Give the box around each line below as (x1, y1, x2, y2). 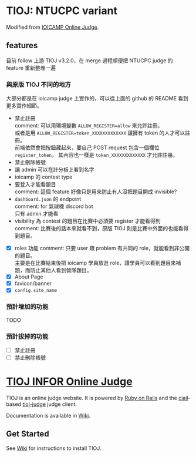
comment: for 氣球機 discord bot (14, 203, 93, 210)
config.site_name (14, 288, 58, 294)
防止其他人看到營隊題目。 (30, 267, 92, 274)
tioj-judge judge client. (22, 401, 77, 408)
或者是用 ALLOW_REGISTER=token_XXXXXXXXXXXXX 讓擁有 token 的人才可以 (14, 129, 185, 136)
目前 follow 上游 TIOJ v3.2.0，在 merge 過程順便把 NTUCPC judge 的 (6, 57, 173, 64)
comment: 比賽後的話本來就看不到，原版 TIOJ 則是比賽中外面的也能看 (14, 225, 184, 232)
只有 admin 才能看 (14, 210, 59, 217)
